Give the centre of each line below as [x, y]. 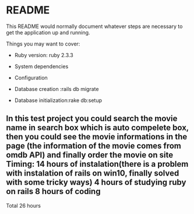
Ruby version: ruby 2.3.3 [44, 55]
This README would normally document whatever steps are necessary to [94, 26]
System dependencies [41, 66]
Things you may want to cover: [43, 44]
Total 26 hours [23, 205]
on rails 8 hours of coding [53, 192]
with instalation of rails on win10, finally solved [93, 173]
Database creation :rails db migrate [57, 89]
